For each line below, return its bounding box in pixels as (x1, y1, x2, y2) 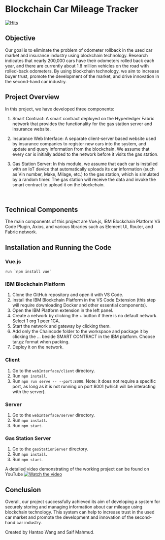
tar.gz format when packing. (12, 339, 70, 345)
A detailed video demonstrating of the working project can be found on (5, 466, 149, 472)
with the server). (12, 388, 46, 395)
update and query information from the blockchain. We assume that (12, 146, 150, 152)
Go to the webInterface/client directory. (12, 368, 95, 373)
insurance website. (12, 126, 51, 132)
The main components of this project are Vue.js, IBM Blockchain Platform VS (5, 218, 161, 225)
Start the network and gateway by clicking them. (12, 323, 111, 329)
